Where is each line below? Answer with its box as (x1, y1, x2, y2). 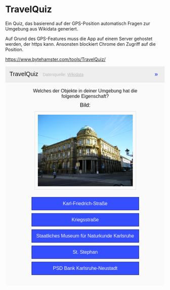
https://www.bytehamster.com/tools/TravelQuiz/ (5, 56, 106, 62)
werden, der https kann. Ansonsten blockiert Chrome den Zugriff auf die (5, 41, 156, 47)
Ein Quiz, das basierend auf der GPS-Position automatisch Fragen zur (5, 20, 150, 26)
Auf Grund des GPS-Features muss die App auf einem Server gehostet (5, 36, 153, 42)
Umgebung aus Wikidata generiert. (5, 25, 78, 31)
